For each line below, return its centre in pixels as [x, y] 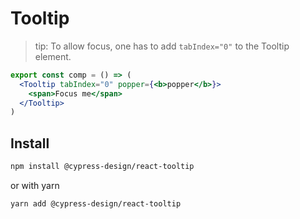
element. [53, 56]
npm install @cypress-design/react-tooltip [102, 167]
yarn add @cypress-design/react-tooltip [96, 204]
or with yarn [35, 185]
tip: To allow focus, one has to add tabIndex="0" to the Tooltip [162, 46]
